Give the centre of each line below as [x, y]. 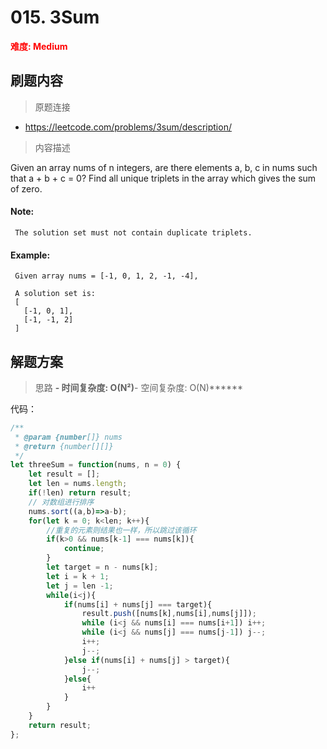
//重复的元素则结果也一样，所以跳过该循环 [121, 530]
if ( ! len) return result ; [80, 493]
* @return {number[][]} [64, 446]
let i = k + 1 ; [78, 576]
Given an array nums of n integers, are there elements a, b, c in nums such [164, 167]
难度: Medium [39, 46]
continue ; [84, 549]
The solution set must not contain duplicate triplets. [133, 232]
